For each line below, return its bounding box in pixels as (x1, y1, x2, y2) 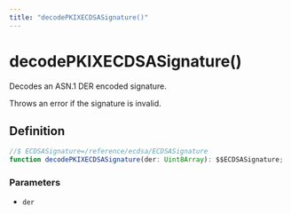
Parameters (9, 177, 60, 189)
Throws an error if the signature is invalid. (9, 98, 161, 108)
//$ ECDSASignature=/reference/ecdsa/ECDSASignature (9, 147, 208, 156)
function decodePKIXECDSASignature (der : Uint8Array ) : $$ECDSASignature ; (9, 155, 284, 164)
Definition (9, 123, 65, 139)
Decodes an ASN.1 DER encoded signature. (9, 81, 167, 91)
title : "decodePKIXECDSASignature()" (9, 12, 149, 22)
